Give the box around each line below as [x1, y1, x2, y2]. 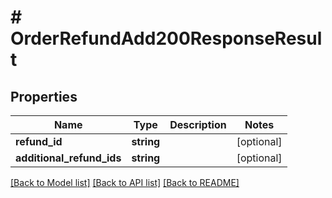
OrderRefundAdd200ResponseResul [10, 27, 323, 50]
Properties [10, 88, 78, 105]
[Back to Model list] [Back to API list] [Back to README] [10, 177, 240, 188]
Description [169, 118, 227, 131]
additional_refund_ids [15, 151, 122, 165]
